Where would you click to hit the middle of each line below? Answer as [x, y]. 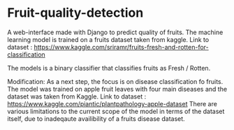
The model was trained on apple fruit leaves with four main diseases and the [117, 89]
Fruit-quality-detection [75, 13]
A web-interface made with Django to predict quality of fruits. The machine [115, 32]
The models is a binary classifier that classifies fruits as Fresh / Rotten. [109, 68]
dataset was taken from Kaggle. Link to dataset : [77, 96]
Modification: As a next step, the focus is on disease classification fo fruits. [115, 81]
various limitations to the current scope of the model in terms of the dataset [116, 111]
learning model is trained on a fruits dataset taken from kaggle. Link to [108, 39]
